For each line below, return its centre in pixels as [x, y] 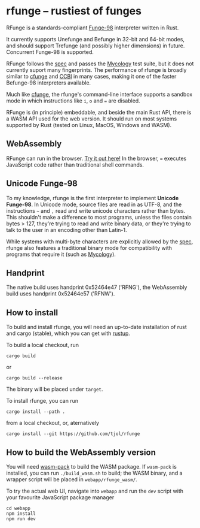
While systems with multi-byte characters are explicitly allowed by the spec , [100, 242]
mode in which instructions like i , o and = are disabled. [73, 101]
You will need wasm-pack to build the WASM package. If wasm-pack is [92, 467]
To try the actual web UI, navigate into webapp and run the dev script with [95, 491]
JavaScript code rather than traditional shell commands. [75, 165]
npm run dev [21, 519]
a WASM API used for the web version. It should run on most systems [92, 119]
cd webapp [19, 508]
